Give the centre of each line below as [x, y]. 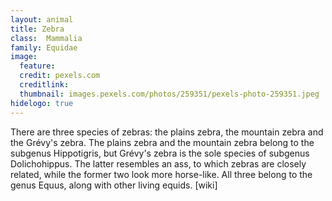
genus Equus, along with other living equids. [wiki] [114, 185]
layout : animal [42, 19]
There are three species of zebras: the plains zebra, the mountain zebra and [167, 132]
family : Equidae [44, 47]
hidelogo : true [42, 103]
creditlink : [44, 85]
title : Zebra [37, 29]
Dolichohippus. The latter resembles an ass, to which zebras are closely [158, 163]
